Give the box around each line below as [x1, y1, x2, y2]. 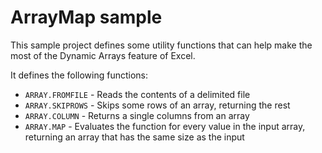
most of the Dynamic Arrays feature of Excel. [10, 49, 196, 61]
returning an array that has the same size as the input [24, 131, 245, 143]
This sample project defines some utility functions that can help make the [10, 39, 313, 51]
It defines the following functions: [10, 69, 149, 81]
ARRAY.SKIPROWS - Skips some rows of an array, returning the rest [24, 99, 291, 111]
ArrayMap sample [10, 6, 163, 29]
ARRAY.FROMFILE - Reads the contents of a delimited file [24, 88, 251, 100]
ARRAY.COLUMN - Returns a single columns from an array [24, 109, 250, 121]
